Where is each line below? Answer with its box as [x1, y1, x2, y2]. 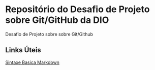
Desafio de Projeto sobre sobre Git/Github [5, 31, 93, 37]
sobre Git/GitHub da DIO [5, 14, 109, 26]
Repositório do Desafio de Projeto [5, 4, 150, 15]
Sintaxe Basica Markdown [5, 59, 60, 65]
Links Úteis [5, 46, 42, 54]
